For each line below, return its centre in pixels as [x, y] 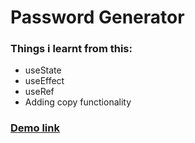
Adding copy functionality [78, 102]
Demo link [35, 128]
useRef [39, 92]
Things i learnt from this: [71, 49]
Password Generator [97, 17]
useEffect [44, 81]
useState [43, 70]
